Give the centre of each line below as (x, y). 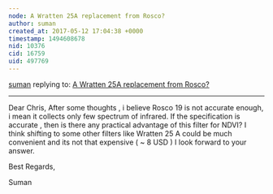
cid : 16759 (27, 54)
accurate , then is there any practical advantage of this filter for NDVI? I (128, 125)
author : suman (32, 24)
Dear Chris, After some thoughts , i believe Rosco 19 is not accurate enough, (136, 107)
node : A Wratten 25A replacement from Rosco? (87, 16)
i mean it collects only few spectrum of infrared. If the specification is (124, 116)
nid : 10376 (27, 46)
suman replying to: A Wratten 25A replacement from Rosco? (109, 84)
